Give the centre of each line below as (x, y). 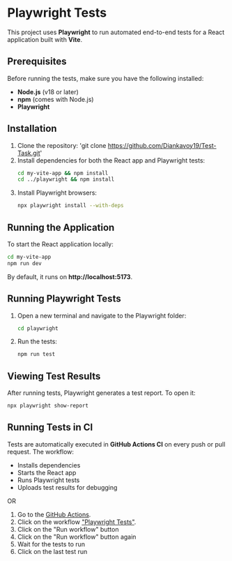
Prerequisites (37, 62)
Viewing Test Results (54, 376)
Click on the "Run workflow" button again (77, 537)
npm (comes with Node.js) (55, 99)
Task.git (29, 153)
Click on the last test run (52, 551)
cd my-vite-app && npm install (63, 173)
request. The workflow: (41, 451)
